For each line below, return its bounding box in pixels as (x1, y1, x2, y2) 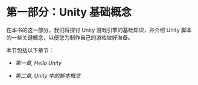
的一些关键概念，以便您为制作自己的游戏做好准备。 (6, 34, 133, 41)
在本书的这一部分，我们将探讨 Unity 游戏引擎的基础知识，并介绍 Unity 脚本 (6, 26, 192, 34)
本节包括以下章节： (6, 46, 54, 54)
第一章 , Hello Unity (14, 59, 62, 66)
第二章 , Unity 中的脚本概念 (14, 72, 81, 79)
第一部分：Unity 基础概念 (6, 5, 132, 19)
